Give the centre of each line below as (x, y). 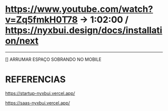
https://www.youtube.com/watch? (79, 9)
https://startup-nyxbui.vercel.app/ (40, 93)
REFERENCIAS (35, 79)
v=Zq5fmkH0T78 (41, 20)
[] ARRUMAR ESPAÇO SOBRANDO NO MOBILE (53, 59)
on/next (22, 41)
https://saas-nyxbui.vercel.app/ (37, 103)
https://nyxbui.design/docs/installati (84, 30)
